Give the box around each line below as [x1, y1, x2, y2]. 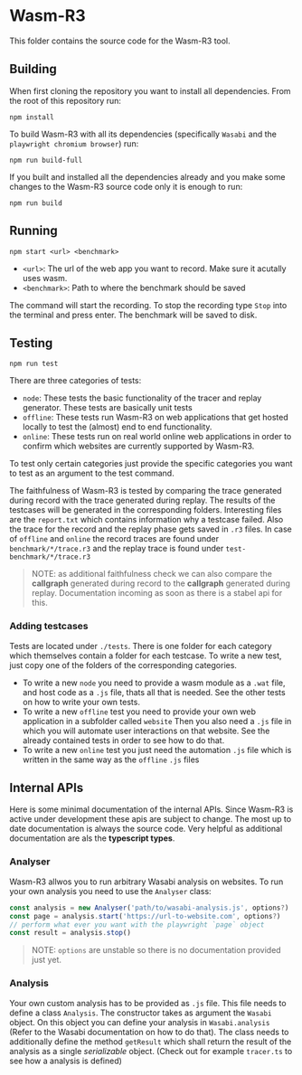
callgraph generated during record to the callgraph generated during [31, 578, 291, 589]
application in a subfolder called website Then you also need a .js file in [22, 715, 292, 726]
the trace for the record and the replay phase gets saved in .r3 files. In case [9, 523, 292, 534]
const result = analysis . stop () [9, 929, 131, 938]
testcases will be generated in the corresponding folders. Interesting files [9, 504, 282, 515]
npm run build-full [9, 156, 83, 165]
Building [9, 61, 57, 77]
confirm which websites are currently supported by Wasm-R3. [22, 440, 255, 452]
